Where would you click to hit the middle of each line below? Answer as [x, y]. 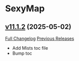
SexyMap [25, 9]
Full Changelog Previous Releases [40, 38]
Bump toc [22, 53]
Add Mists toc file [30, 48]
